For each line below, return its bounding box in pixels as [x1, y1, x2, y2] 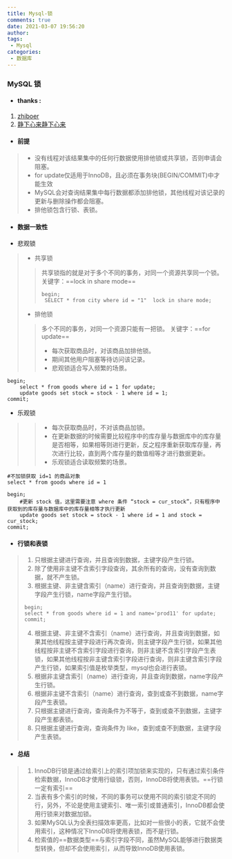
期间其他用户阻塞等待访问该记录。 [51, 355, 149, 364]
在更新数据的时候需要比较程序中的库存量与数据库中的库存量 [51, 432, 222, 440]
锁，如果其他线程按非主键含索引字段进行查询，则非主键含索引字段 [34, 655, 222, 663]
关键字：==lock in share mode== [41, 277, 136, 286]
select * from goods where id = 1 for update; [19, 384, 156, 391]
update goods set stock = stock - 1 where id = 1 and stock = [19, 512, 202, 519]
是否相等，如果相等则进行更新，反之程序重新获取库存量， [51, 441, 215, 449]
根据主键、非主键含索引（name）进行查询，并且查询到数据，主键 [34, 582, 220, 590]
